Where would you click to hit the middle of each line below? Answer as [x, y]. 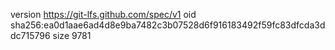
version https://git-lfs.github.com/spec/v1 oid [103, 14]
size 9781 [72, 35]
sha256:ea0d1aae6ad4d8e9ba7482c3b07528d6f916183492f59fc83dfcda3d [168, 25]
